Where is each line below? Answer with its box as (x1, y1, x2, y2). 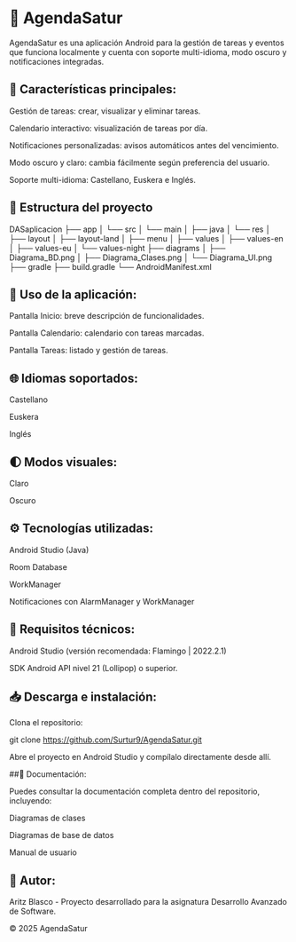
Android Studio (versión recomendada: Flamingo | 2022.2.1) (9, 645, 228, 656)
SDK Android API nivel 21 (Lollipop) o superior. (9, 662, 178, 673)
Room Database (9, 561, 68, 572)
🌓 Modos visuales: (9, 455, 118, 470)
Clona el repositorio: (9, 717, 83, 728)
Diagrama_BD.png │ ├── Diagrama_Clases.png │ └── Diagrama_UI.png (9, 252, 273, 263)
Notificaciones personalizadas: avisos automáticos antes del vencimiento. (9, 139, 279, 150)
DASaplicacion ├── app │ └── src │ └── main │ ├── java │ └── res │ (9, 224, 271, 234)
